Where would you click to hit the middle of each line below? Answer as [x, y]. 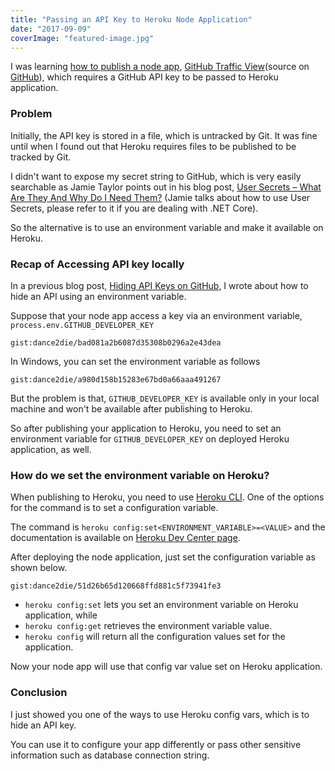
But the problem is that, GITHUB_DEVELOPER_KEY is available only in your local [165, 398]
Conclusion [39, 693]
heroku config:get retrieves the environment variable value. [148, 626]
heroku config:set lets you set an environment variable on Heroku [161, 605]
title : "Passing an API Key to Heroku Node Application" [131, 19]
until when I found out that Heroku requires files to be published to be [153, 146]
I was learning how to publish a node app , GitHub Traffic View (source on [160, 67]
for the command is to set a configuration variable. [114, 508]
